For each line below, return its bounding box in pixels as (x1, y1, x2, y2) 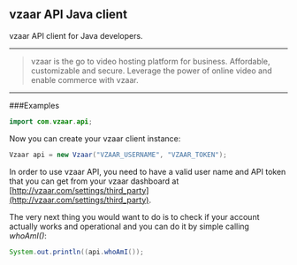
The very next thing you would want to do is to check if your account (9, 211, 260, 222)
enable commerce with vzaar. (30, 74, 139, 85)
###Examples (9, 100, 60, 110)
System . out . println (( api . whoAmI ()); (9, 247, 144, 256)
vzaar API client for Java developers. (9, 30, 143, 41)
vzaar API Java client (9, 7, 128, 22)
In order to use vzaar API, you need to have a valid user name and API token (9, 166, 286, 177)
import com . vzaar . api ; (9, 117, 93, 126)
